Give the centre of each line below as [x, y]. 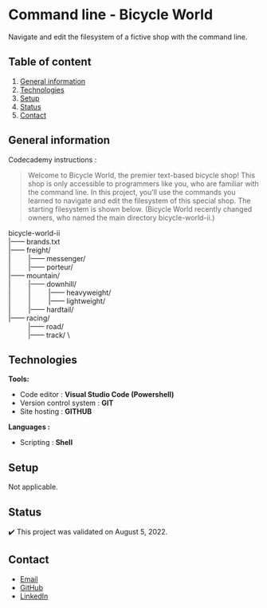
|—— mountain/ [34, 275]
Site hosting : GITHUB [56, 411]
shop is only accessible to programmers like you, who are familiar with [143, 183]
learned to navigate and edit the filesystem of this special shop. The [139, 201]
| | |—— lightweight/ [57, 300]
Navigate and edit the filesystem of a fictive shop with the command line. [128, 37]
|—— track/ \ [49, 335]
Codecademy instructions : [53, 159]
